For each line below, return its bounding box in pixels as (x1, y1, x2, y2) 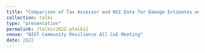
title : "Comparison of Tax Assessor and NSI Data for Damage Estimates (6, 9, 192, 15)
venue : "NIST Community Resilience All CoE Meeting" (6, 32, 143, 38)
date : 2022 (6, 37, 34, 43)
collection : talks (6, 15, 53, 21)
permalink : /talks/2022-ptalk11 (6, 26, 88, 32)
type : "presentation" (6, 20, 62, 26)
